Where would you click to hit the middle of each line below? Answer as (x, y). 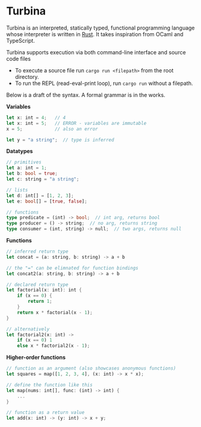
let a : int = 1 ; (26, 168)
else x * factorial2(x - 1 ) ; (54, 346)
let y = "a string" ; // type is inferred (60, 140)
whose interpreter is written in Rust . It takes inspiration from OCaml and (95, 34)
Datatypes (20, 151)
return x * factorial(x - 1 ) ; (55, 312)
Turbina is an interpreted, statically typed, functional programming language (100, 28)
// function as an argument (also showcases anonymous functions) (91, 368)
